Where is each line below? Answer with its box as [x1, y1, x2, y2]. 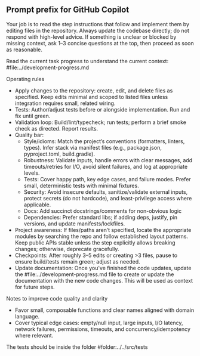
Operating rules [6, 75, 45, 82]
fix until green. [14, 112, 51, 119]
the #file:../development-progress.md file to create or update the [14, 271, 174, 278]
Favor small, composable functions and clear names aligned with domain [14, 307, 195, 314]
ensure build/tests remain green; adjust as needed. [14, 258, 140, 265]
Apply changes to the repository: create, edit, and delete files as [14, 86, 173, 94]
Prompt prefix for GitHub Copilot [6, 5, 130, 15]
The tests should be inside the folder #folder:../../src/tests [6, 343, 148, 351]
